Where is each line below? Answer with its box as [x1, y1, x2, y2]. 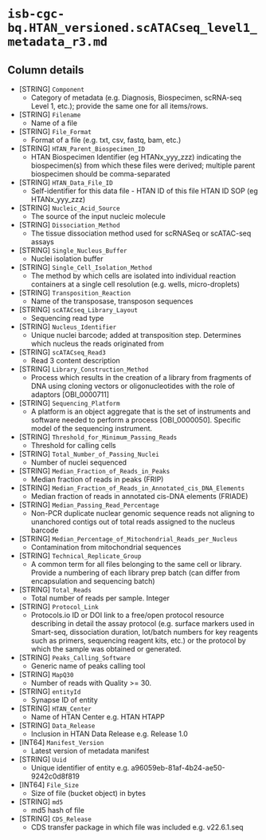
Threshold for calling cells [30, 441, 116, 450]
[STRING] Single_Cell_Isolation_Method [18, 263, 153, 271]
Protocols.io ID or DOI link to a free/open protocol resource [30, 610, 225, 620]
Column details [7, 63, 84, 77]
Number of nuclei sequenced [30, 458, 127, 467]
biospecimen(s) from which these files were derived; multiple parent [30, 160, 256, 170]
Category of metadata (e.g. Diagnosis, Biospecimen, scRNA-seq [30, 93, 242, 102]
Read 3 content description [30, 356, 120, 365]
